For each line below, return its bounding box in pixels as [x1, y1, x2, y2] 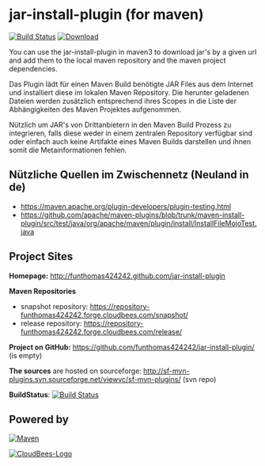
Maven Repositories [9, 286, 77, 296]
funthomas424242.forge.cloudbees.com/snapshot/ [20, 310, 189, 319]
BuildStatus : [9, 390, 51, 399]
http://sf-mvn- [142, 366, 190, 376]
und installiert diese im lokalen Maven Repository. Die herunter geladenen [9, 87, 249, 97]
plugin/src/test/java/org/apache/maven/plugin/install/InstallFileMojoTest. [20, 218, 257, 227]
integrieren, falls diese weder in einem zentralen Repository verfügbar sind [9, 128, 252, 138]
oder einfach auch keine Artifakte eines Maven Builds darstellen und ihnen [9, 136, 252, 146]
